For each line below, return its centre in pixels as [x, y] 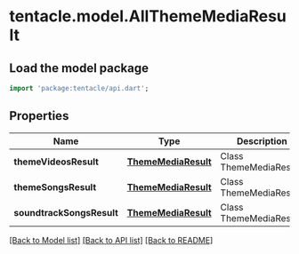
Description [262, 141]
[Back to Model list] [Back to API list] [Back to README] [111, 240]
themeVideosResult [57, 162]
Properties [39, 116]
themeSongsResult [55, 187]
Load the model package [79, 68]
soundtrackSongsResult [66, 212]
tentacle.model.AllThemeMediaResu [148, 16]
